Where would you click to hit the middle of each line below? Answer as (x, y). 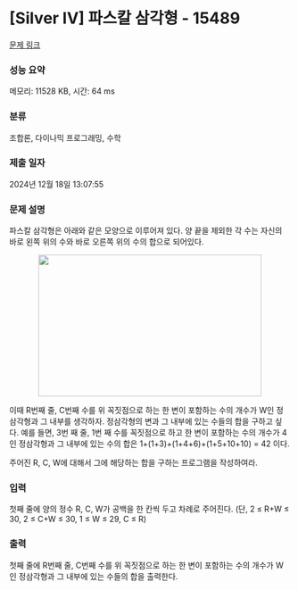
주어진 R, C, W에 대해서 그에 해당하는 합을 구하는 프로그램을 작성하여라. (134, 463)
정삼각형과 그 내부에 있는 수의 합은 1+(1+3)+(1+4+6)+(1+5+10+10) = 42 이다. (154, 444)
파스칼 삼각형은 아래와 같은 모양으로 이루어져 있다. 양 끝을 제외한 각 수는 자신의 (146, 231)
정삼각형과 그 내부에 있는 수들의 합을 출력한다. (98, 576)
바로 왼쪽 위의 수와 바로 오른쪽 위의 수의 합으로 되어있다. (107, 242)
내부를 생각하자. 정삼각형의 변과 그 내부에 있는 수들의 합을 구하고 (161, 421)
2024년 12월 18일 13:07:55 (57, 184)
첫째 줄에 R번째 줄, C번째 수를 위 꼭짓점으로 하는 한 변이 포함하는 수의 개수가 (141, 565)
